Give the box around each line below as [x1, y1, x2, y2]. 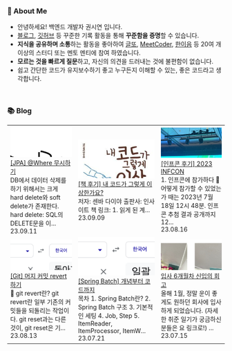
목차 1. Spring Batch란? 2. [78, 294, 151, 303]
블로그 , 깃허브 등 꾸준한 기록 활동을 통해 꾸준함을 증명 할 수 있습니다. [17, 31, 200, 40]
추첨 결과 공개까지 [168, 210, 216, 218]
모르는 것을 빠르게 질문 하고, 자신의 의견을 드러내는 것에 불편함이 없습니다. [17, 57, 214, 66]
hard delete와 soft [10, 193, 61, 201]
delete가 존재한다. [10, 202, 59, 210]
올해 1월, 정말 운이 [160, 289, 211, 297]
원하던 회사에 [173, 297, 209, 306]
